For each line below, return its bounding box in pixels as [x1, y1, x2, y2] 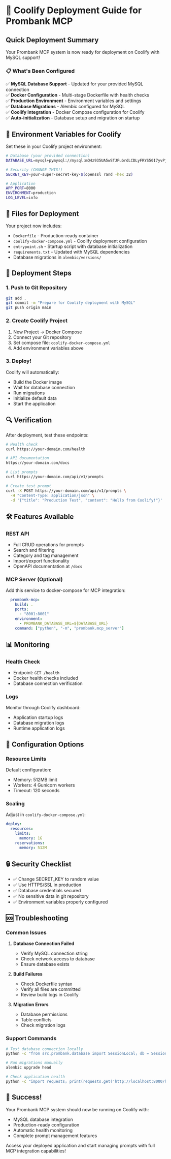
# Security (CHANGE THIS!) [6, 167, 63, 172]
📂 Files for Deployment [6, 209, 79, 218]
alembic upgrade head [6, 1065, 52, 1070]
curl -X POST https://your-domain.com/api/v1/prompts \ [6, 488, 126, 493]
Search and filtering [13, 547, 55, 553]
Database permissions [20, 1011, 68, 1018]
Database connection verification [13, 680, 83, 686]
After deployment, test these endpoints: [6, 432, 89, 438]
